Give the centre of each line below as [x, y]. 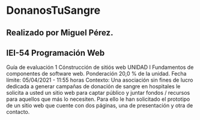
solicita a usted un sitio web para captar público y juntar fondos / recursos [98, 93]
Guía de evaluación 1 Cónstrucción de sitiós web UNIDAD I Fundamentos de [100, 67]
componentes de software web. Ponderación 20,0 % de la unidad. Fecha [96, 74]
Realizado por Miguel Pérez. [60, 33]
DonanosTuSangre [53, 10]
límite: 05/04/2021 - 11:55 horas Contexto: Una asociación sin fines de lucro [100, 80]
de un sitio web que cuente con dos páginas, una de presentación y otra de [100, 106]
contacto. [18, 112]
